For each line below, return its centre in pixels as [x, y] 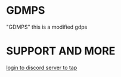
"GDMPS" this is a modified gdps [47, 27]
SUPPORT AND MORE [61, 51]
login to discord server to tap [42, 67]
